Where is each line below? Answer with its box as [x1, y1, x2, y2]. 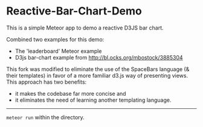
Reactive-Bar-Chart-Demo [6, 4, 142, 18]
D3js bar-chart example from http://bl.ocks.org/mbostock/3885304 [14, 54, 183, 61]
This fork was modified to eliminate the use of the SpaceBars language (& [6, 65, 190, 73]
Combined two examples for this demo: [6, 36, 105, 43]
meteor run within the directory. [6, 113, 85, 121]
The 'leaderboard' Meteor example [14, 47, 102, 55]
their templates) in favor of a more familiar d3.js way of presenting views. [6, 72, 188, 79]
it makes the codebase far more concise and [14, 90, 126, 97]
